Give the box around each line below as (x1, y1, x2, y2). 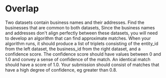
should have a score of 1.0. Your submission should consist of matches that (5, 62, 160, 68)
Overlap (5, 3, 39, 14)
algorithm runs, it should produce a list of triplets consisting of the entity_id (5, 40, 159, 46)
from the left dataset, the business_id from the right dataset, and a (5, 46, 141, 52)
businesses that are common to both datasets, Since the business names (5, 24, 155, 30)
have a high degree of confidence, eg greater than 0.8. (5, 67, 118, 73)
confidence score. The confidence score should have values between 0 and (5, 51, 162, 57)
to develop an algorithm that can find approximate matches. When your (5, 35, 151, 41)
